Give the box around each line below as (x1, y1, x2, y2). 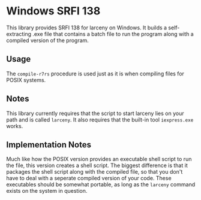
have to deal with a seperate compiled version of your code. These (6, 175, 172, 182)
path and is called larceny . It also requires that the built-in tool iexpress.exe (6, 116, 194, 123)
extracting (6, 30, 32, 37)
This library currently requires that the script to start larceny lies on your (6, 110, 184, 117)
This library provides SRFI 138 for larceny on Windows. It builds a (6, 24, 167, 31)
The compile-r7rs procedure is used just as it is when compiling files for (6, 70, 185, 77)
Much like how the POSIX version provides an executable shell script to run (6, 156, 192, 163)
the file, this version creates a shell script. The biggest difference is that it (6, 162, 188, 169)
